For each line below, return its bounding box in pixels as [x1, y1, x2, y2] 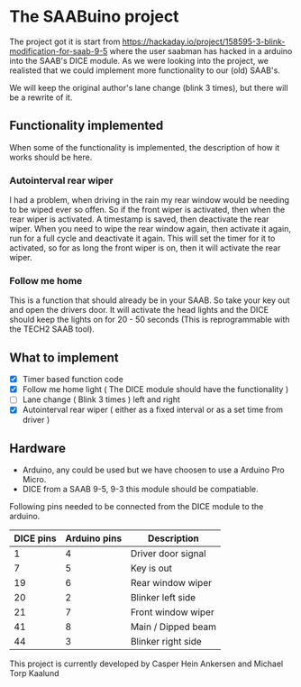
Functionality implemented [9, 118, 164, 133]
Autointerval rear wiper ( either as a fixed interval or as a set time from [22, 404, 284, 416]
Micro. [22, 474, 47, 485]
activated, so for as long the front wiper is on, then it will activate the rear [9, 243, 281, 253]
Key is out [130, 562, 173, 574]
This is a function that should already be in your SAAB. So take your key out [9, 295, 290, 306]
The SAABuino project [9, 6, 179, 27]
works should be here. [9, 151, 93, 162]
